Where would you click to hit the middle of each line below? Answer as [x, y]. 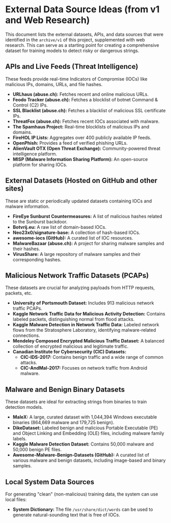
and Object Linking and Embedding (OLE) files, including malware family [88, 433]
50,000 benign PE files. [37, 450]
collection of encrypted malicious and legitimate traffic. [70, 346]
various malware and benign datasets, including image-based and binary [89, 460]
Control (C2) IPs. [30, 105]
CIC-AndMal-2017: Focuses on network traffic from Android [84, 368]
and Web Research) [48, 20]
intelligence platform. [35, 153]
